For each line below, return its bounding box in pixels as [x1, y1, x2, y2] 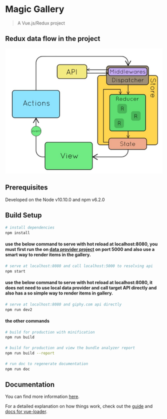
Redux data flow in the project [5, 34, 100, 43]
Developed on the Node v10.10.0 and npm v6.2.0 [5, 196, 105, 202]
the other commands [5, 317, 50, 323]
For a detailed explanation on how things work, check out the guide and [5, 403, 153, 409]
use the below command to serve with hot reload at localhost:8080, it [5, 279, 152, 285]
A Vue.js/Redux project [17, 20, 65, 26]
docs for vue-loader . [5, 408, 47, 414]
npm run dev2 [5, 307, 32, 312]
